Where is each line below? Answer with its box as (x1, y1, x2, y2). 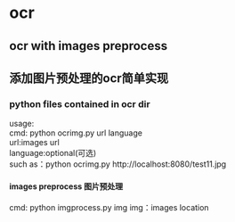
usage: (9, 119, 35, 129)
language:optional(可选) (9, 148, 97, 159)
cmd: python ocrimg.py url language (9, 127, 142, 138)
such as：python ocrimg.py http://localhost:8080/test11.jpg (9, 159, 227, 169)
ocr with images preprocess (9, 38, 167, 53)
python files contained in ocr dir (9, 97, 150, 110)
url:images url (9, 137, 60, 148)
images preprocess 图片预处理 (9, 181, 123, 192)
